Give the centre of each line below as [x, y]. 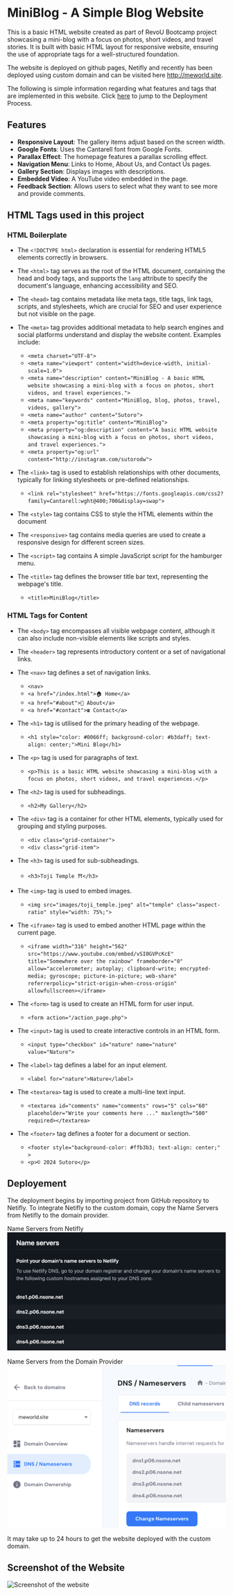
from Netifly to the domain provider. [58, 1215]
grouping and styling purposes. [62, 826]
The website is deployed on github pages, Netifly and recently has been [110, 67]
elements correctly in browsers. [62, 258]
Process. [20, 103]
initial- [199, 364]
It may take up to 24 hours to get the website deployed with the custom [109, 1538]
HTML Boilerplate [37, 235]
